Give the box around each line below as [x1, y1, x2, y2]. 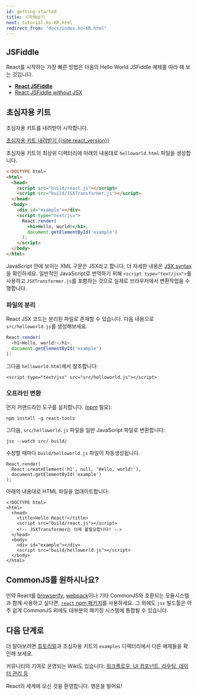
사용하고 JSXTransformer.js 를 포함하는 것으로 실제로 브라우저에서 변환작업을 [6, 277, 184, 284]
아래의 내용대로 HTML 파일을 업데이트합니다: [6, 488, 109, 495]
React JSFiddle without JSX [14, 89, 83, 96]
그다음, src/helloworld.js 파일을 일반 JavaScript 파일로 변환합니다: [6, 426, 165, 433]
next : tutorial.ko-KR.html [6, 20, 73, 25]
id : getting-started [6, 8, 57, 15]
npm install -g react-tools [6, 415, 76, 421]
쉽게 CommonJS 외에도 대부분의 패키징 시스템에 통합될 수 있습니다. [12, 606, 168, 613]
